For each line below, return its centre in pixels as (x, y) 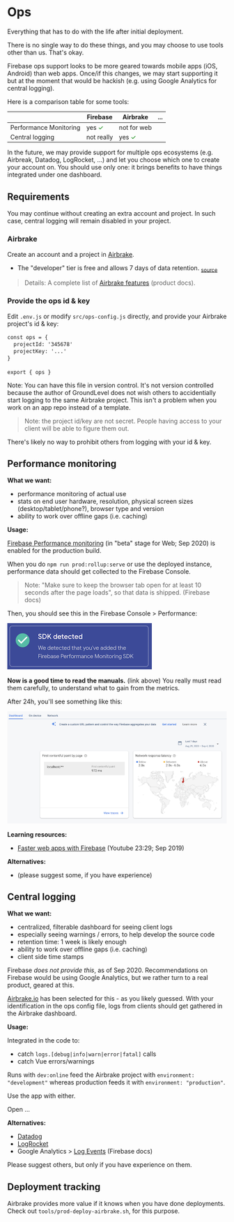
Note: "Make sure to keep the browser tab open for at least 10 (113, 585)
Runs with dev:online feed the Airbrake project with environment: (101, 1075)
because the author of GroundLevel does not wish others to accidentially (112, 392)
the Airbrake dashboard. (42, 1013)
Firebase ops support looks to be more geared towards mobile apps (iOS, (112, 66)
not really (100, 137)
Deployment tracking (54, 1187)
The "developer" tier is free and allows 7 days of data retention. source (117, 268)
